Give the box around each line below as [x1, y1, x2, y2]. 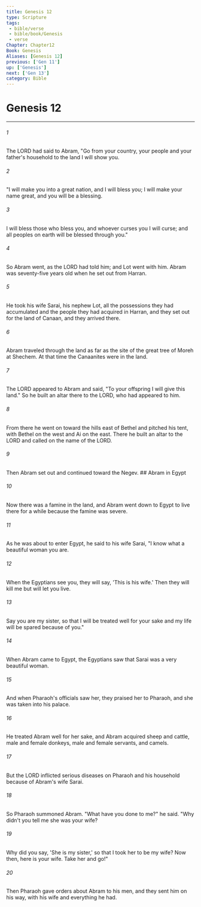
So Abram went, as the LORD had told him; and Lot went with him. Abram [6, 263, 187, 270]
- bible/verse [8, 25, 44, 32]
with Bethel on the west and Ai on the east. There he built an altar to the [6, 430, 183, 438]
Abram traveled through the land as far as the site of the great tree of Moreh [6, 347, 194, 354]
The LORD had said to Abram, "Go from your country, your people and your [6, 147, 192, 154]
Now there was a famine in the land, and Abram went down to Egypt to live [6, 501, 190, 509]
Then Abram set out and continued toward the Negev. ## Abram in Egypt [6, 469, 187, 476]
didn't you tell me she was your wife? [6, 817, 98, 824]
